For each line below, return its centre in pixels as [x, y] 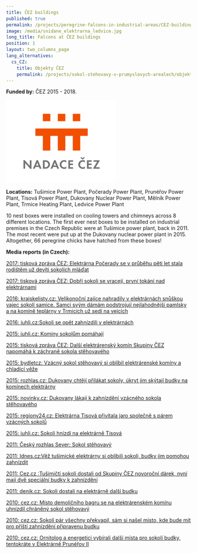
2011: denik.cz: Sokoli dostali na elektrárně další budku [72, 491]
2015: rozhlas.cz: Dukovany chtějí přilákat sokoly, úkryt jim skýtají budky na [97, 380]
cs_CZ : [19, 62]
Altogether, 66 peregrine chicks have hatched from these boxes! [84, 241]
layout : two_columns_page [38, 50]
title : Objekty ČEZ [40, 68]
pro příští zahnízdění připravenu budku [53, 527]
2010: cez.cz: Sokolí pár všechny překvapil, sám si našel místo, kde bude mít [98, 520]
